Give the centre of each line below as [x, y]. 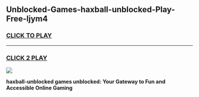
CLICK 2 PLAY [27, 58]
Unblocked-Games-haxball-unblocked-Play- [91, 10]
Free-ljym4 [27, 19]
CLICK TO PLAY [29, 36]
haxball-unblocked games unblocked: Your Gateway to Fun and [86, 81]
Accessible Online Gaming [39, 88]
